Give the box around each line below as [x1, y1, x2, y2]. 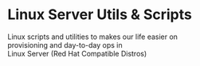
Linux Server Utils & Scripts [7, 6, 192, 24]
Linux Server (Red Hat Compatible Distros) [7, 49, 147, 58]
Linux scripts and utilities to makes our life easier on [7, 32, 178, 41]
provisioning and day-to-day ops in [7, 40, 123, 49]
